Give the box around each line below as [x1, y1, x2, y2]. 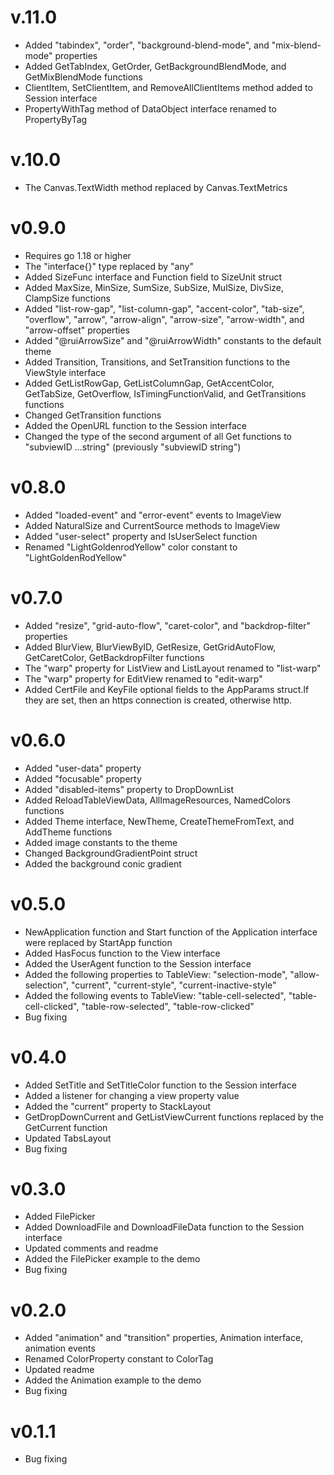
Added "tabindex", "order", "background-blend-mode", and [24, 39, 270, 51]
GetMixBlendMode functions [24, 71, 143, 83]
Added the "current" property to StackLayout [24, 1100, 212, 1112]
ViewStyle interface [24, 366, 107, 378]
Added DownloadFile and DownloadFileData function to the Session [24, 1221, 305, 1233]
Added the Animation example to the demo [24, 1374, 202, 1386]
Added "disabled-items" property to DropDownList [24, 783, 235, 795]
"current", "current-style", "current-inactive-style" [70, 979, 277, 991]
